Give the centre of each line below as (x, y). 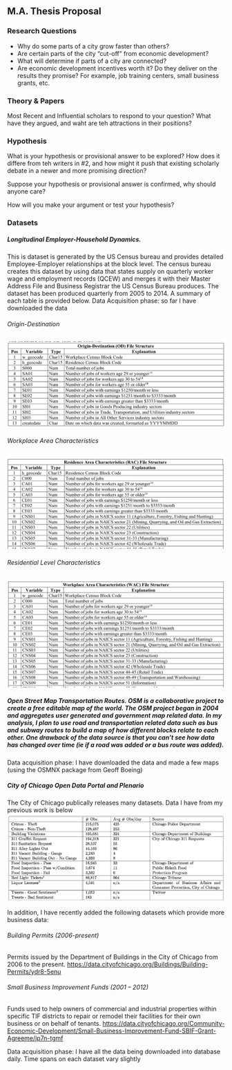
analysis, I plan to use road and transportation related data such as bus (113, 723)
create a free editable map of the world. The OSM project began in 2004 (113, 708)
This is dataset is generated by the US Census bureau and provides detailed (115, 257)
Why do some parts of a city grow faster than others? (93, 46)
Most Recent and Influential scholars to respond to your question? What (109, 115)
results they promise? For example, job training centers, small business (118, 75)
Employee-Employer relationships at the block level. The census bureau (109, 264)
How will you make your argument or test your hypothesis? (91, 205)
